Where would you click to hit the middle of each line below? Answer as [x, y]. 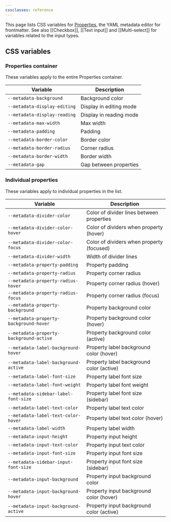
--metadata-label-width [37, 428]
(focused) [98, 248]
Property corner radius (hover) [123, 283]
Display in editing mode [109, 107]
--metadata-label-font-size [42, 376]
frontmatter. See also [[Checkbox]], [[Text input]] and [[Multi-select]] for [81, 30]
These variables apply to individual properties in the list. [64, 191]
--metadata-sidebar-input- [40, 462]
